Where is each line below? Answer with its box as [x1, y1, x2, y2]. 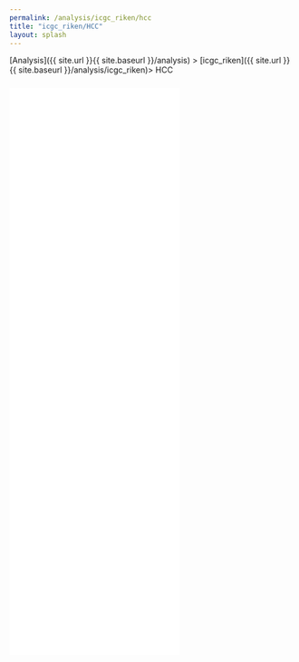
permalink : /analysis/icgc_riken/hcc [9, 13, 152, 23]
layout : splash [9, 30, 67, 39]
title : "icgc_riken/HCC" [9, 22, 103, 31]
